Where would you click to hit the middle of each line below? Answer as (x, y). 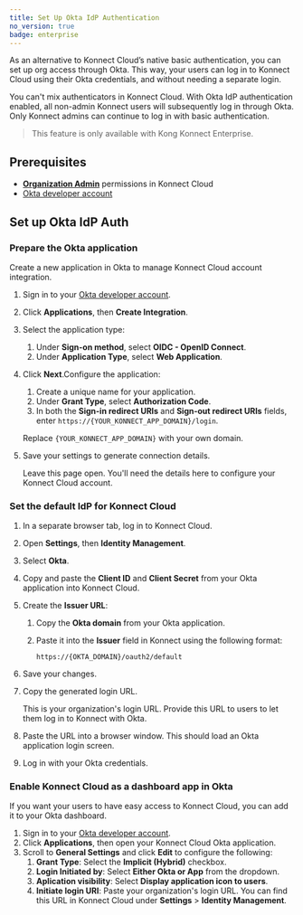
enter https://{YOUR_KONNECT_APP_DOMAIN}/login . (127, 420)
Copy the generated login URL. (80, 692)
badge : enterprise (44, 34)
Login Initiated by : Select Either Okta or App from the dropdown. (158, 872)
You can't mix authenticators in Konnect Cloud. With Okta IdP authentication (151, 97)
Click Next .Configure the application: (91, 374)
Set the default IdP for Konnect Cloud (93, 505)
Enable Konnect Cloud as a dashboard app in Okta (121, 787)
